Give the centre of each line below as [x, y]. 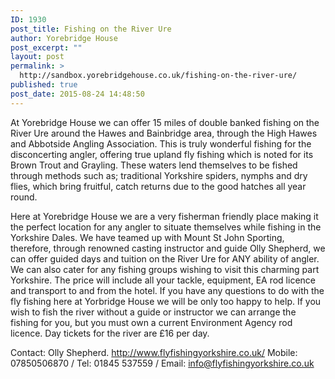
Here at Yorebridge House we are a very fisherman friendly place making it [164, 216]
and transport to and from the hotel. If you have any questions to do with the [167, 290]
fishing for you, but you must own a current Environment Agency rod [151, 322]
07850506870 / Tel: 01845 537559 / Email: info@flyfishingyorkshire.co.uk [162, 363]
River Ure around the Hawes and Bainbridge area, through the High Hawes [164, 133]
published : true [44, 85]
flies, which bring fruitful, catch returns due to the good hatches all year [158, 186]
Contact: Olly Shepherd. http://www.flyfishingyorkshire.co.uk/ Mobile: [154, 352]
